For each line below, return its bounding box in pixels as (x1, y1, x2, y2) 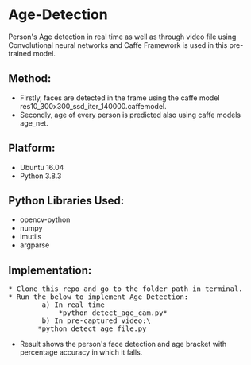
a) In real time (41, 301, 105, 309)
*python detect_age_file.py (37, 324, 147, 333)
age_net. (19, 118, 49, 128)
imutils (19, 232, 42, 242)
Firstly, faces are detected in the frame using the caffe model (19, 93, 220, 103)
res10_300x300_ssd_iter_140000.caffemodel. (19, 101, 167, 111)
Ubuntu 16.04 (19, 162, 64, 172)
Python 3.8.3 (19, 171, 62, 181)
